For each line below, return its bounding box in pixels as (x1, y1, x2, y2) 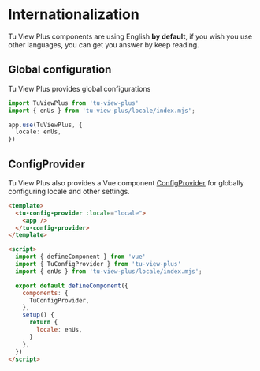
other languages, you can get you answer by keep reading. (8, 39, 199, 49)
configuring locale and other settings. (8, 186, 130, 196)
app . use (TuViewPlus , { (8, 121, 83, 129)
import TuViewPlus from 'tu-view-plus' (8, 99, 139, 107)
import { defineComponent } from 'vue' (15, 253, 147, 261)
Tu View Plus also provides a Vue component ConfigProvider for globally (8, 178, 244, 187)
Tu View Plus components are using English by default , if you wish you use (8, 32, 253, 41)
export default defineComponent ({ (15, 282, 128, 290)
